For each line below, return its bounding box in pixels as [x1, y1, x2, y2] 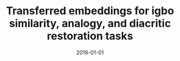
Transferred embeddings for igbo [5, 4, 175, 18]
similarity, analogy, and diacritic [9, 17, 171, 30]
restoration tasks [46, 30, 134, 43]
